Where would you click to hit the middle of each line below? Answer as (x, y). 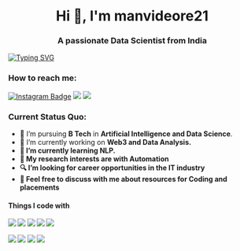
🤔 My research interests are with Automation (94, 159)
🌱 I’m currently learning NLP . (67, 151)
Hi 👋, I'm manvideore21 (132, 16)
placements (39, 187)
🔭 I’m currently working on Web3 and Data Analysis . (105, 142)
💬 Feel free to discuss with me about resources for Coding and (124, 179)
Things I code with (39, 205)
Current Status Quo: (48, 116)
